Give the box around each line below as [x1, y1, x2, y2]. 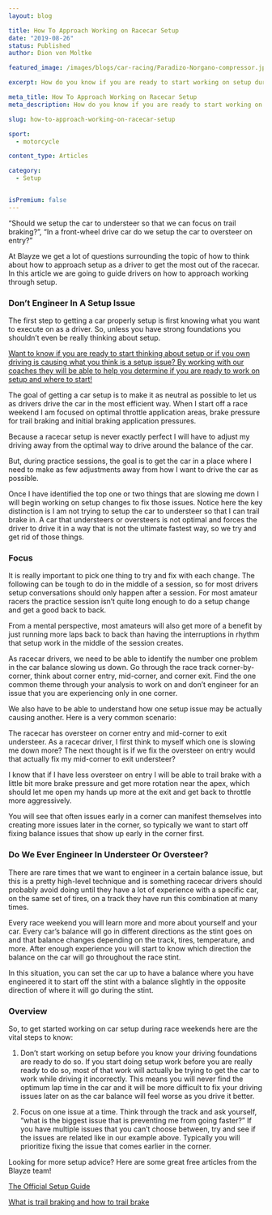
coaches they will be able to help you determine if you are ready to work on [8, 366, 261, 376]
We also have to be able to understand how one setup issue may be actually [8, 704, 262, 714]
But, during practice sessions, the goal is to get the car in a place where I [8, 456, 253, 466]
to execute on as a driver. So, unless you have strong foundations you [8, 324, 241, 334]
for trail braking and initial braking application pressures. [8, 416, 197, 426]
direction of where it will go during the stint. [8, 985, 154, 994]
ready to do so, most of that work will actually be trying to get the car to [19, 1065, 260, 1075]
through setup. [8, 277, 58, 286]
